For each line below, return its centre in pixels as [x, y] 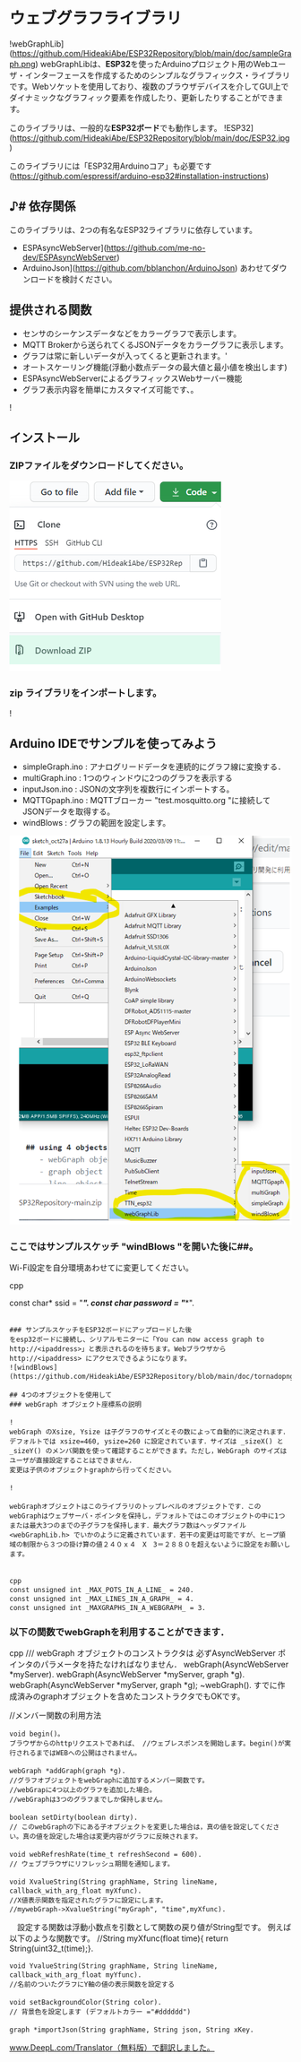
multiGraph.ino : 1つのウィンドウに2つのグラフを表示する [127, 778]
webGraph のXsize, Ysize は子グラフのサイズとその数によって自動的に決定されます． [150, 1432]
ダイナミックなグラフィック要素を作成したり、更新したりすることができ [142, 97]
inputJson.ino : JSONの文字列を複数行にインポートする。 [128, 789]
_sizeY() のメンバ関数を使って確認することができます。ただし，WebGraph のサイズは [148, 1451]
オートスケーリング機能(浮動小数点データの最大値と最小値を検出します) [155, 367]
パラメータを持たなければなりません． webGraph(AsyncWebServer [164, 1665]
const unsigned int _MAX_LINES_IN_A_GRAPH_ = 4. [102, 1598]
